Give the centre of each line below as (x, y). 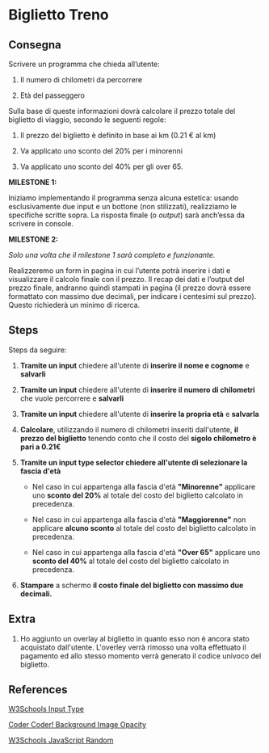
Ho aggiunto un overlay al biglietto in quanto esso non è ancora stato (134, 638)
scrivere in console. (41, 223)
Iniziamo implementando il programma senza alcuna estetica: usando (124, 198)
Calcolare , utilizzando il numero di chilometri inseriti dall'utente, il (129, 429)
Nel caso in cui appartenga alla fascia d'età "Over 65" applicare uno (146, 552)
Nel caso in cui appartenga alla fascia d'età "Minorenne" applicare (144, 486)
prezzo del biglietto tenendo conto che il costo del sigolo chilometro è (138, 438)
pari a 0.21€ (40, 447)
